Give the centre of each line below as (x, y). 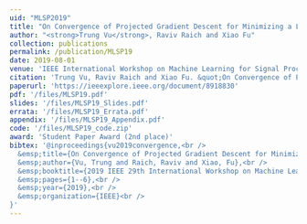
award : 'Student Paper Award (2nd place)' (91, 137)
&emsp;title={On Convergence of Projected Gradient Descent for (143, 154)
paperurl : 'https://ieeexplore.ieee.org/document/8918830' (124, 86)
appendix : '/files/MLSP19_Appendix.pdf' (88, 120)
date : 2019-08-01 (42, 60)
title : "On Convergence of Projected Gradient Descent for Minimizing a (151, 27)
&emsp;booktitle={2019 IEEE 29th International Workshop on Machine (151, 171)
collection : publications (58, 43)
